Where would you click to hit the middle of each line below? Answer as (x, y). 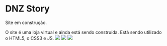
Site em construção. (26, 22)
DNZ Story (27, 9)
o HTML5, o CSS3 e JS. (30, 38)
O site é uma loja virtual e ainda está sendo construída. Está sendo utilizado (83, 32)
